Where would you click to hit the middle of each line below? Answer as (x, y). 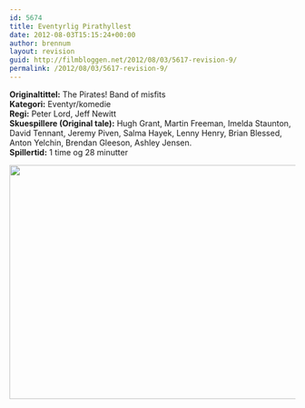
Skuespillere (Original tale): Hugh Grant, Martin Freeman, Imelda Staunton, (150, 123)
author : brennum (40, 43)
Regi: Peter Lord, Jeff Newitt (63, 114)
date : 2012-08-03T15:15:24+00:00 (73, 35)
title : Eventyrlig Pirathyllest (70, 26)
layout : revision (42, 52)
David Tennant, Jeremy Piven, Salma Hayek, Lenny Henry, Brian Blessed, (146, 133)
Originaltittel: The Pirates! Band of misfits (88, 94)
